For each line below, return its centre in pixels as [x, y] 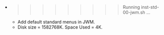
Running [131, 7]
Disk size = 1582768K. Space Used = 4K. [60, 27]
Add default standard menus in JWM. [56, 22]
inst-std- [150, 7]
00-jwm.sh [134, 12]
